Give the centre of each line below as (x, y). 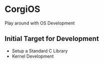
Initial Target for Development (52, 39)
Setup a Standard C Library (40, 50)
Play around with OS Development (40, 23)
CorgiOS (22, 9)
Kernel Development (33, 56)
